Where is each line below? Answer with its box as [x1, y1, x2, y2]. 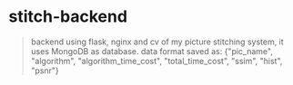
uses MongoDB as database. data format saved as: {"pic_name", [30, 45, 274, 56]
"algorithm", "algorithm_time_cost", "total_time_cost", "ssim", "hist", [30, 55, 283, 66]
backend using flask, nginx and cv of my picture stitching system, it [30, 36, 284, 47]
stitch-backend [8, 6, 128, 27]
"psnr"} [30, 65, 60, 76]
